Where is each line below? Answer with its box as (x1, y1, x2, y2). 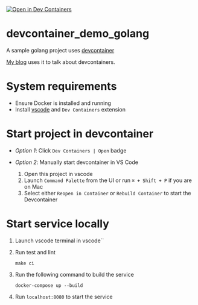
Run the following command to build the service (14, 271, 134, 278)
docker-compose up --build (14, 282, 83, 289)
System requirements (6, 80, 117, 93)
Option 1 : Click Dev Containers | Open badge (14, 146, 127, 154)
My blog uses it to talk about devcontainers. (6, 58, 116, 66)
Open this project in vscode (24, 170, 93, 177)
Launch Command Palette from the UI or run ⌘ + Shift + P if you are (24, 177, 192, 184)
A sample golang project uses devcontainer (6, 46, 115, 54)
